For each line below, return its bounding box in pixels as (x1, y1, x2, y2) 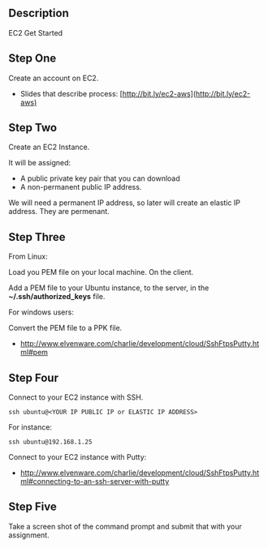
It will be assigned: (8, 158, 71, 168)
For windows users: (8, 307, 75, 317)
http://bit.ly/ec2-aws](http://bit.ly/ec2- (122, 88, 251, 98)
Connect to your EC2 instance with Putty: (8, 452, 147, 462)
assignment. (8, 530, 50, 540)
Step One (8, 52, 57, 66)
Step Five (8, 500, 57, 514)
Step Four (8, 370, 59, 384)
